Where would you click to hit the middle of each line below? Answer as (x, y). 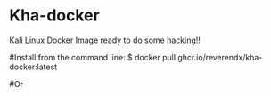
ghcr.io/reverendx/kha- (220, 57)
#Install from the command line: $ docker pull (93, 57)
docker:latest (33, 67)
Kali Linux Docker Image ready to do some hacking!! (105, 40)
